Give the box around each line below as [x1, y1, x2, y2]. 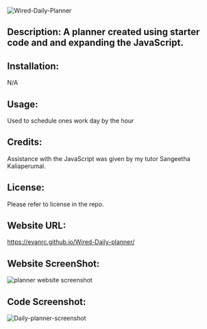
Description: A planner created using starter [7, 26, 200, 38]
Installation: [7, 60, 60, 72]
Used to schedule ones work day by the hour [7, 117, 134, 125]
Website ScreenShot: [7, 258, 100, 269]
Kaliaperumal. [7, 162, 46, 170]
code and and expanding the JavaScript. [7, 37, 184, 49]
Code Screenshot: [7, 295, 86, 308]
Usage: [7, 98, 39, 110]
